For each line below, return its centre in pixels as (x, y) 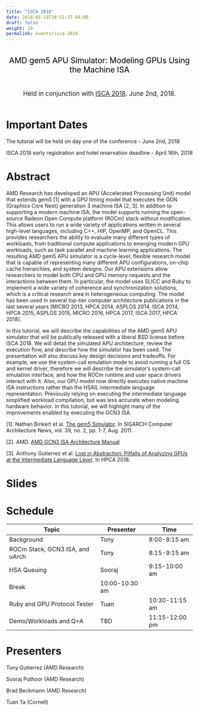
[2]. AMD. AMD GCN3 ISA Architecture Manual (63, 442)
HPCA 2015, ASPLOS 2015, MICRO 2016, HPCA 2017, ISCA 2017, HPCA (92, 313)
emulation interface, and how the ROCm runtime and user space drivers (94, 375)
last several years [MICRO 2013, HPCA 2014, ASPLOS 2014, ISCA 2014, (93, 307)
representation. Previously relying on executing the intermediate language (96, 394)
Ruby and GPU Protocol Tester (51, 604)
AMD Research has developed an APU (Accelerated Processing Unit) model (99, 193)
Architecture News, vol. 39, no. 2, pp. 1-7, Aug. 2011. (70, 431)
